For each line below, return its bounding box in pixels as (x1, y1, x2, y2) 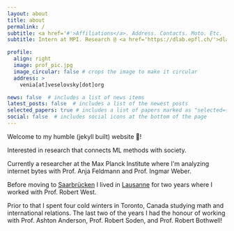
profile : (7, 49, 33, 56)
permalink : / (7, 23, 45, 30)
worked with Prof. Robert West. (7, 188, 97, 196)
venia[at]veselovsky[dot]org (19, 81, 104, 88)
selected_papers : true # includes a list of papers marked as (7, 107, 192, 114)
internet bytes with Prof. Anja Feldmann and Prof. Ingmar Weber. (7, 167, 192, 175)
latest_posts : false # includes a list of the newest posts (7, 100, 189, 107)
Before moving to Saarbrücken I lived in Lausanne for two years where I (7, 180, 213, 188)
